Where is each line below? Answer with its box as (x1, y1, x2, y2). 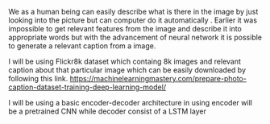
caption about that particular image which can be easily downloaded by (8, 65, 247, 75)
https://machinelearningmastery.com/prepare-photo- (69, 74, 247, 83)
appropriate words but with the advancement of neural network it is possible (8, 32, 263, 42)
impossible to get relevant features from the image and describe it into (8, 24, 242, 33)
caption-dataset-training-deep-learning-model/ (8, 82, 167, 92)
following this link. (8, 74, 69, 83)
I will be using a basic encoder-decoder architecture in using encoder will (8, 98, 252, 107)
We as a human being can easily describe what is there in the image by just (8, 7, 259, 16)
